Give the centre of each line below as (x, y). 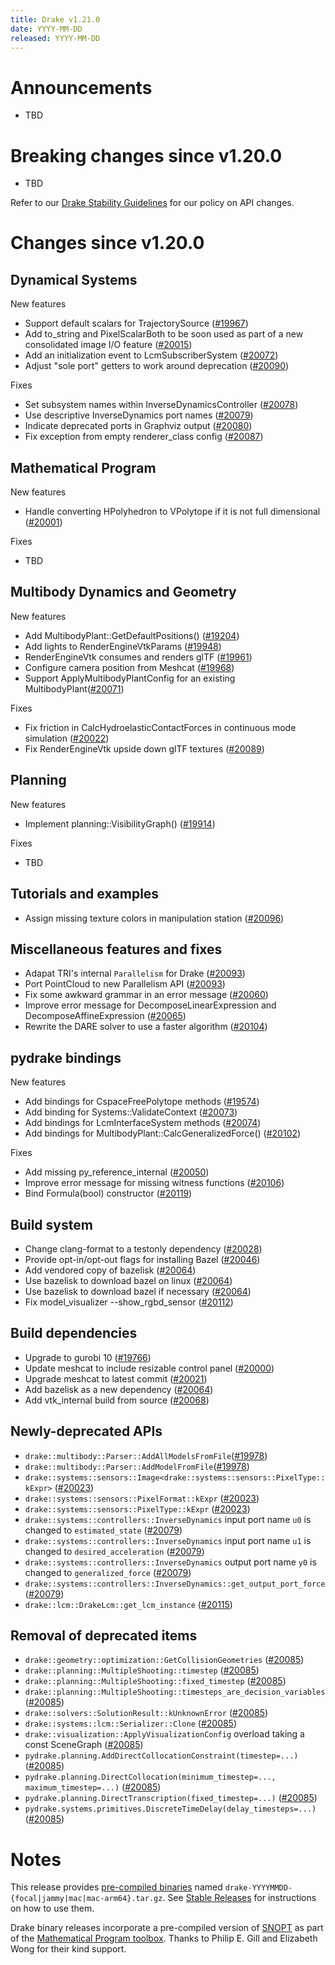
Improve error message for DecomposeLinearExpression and (150, 1005)
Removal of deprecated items (104, 1635)
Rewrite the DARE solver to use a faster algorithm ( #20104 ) (146, 1027)
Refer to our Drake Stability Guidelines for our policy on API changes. (152, 203)
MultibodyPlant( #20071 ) (74, 688)
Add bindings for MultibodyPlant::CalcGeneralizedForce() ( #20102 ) (163, 1133)
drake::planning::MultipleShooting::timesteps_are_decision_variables (175, 1692)
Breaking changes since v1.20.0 (146, 155)
